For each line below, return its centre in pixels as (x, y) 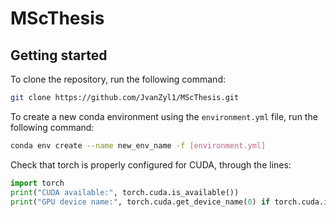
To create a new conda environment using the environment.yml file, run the (164, 116)
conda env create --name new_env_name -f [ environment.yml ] (138, 145)
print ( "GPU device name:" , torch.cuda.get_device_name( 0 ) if (140, 202)
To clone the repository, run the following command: (118, 79)
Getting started (59, 55)
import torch (37, 183)
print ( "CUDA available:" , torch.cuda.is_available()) (125, 192)
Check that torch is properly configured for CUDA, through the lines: (151, 164)
